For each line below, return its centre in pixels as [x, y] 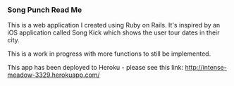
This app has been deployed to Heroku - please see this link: [96, 68]
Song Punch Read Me [45, 10]
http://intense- [206, 68]
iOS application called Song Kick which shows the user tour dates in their [113, 32]
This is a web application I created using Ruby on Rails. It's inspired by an [114, 25]
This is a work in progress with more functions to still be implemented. [109, 54]
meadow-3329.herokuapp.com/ [54, 75]
